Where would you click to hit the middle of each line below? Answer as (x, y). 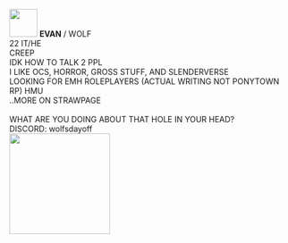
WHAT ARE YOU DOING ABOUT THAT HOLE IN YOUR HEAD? (122, 119)
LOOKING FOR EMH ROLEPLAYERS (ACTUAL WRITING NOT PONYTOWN (144, 81)
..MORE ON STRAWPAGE (55, 100)
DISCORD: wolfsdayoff (51, 129)
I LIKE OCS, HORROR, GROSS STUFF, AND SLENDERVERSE (119, 72)
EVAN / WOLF (65, 34)
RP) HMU (26, 91)
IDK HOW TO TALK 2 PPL (56, 62)
